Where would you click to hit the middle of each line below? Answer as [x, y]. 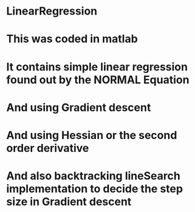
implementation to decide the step [95, 189]
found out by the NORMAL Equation [98, 80]
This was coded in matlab [72, 39]
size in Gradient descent [69, 202]
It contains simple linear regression [97, 67]
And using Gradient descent [79, 107]
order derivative [48, 148]
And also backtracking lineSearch [93, 176]
